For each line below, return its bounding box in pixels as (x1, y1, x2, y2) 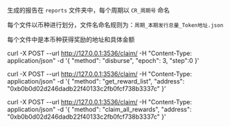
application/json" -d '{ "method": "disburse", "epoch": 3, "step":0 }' (7, 57, 200, 64)
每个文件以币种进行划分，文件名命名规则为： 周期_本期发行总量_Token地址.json (7, 21, 224, 29)
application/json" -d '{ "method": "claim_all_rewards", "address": (7, 106, 192, 113)
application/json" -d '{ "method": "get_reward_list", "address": (7, 77, 185, 85)
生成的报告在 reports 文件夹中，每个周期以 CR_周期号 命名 (7, 6, 170, 14)
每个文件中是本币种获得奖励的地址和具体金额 (7, 35, 135, 43)
